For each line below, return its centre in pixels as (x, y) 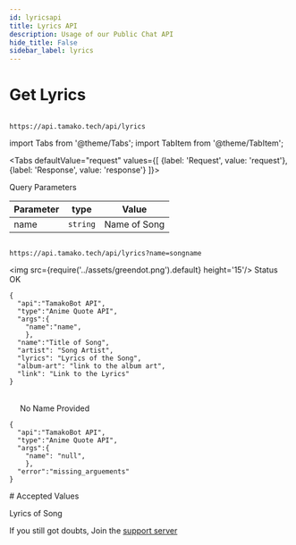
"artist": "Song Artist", (66, 351)
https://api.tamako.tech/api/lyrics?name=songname (106, 254)
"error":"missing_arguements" (73, 472)
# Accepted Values (44, 496)
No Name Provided (55, 408)
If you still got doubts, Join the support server (93, 531)
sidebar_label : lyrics (51, 51)
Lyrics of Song (36, 514)
